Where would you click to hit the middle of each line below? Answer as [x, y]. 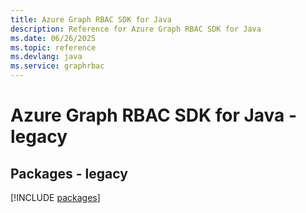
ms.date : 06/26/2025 [53, 38]
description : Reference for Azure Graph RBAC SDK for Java [136, 29]
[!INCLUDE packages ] [55, 197]
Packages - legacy [69, 173]
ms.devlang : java [46, 57]
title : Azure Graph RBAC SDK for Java [91, 19]
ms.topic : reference [53, 47]
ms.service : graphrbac [57, 66]
